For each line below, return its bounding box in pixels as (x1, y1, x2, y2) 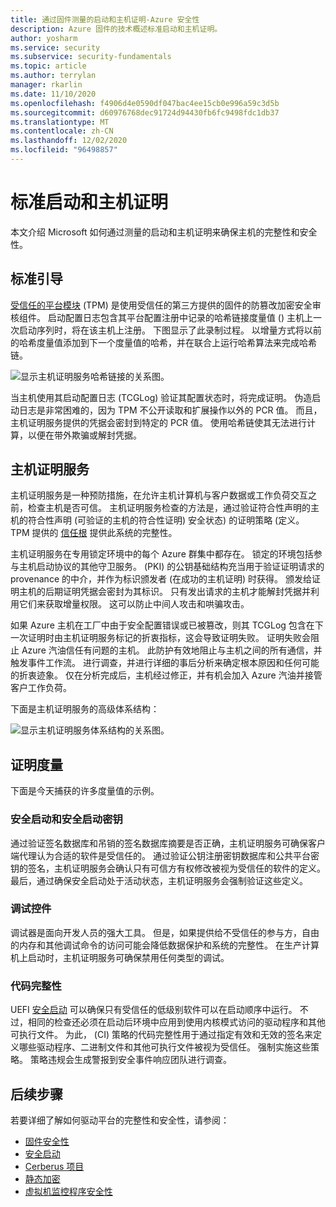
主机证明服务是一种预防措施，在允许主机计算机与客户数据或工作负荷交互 (10, 489, 308, 501)
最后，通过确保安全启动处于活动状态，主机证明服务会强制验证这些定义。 (10, 874, 308, 886)
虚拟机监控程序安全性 (24, 1185, 113, 1197)
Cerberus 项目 (24, 1160, 85, 1172)
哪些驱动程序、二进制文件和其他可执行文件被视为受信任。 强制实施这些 (18, 1041, 311, 1053)
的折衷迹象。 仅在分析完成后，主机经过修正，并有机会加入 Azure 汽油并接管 (10, 669, 323, 681)
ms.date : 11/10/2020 (10, 89, 97, 99)
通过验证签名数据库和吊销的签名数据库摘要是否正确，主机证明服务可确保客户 (10, 837, 326, 849)
